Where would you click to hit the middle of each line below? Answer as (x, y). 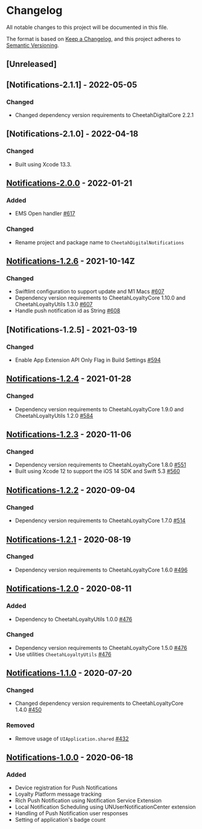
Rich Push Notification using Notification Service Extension (88, 801)
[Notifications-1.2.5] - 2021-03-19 (72, 329)
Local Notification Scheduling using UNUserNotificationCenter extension (105, 807)
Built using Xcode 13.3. (43, 164)
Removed (21, 725)
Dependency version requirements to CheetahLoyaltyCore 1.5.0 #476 (101, 648)
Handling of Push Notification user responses (71, 813)
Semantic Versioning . (33, 45)
